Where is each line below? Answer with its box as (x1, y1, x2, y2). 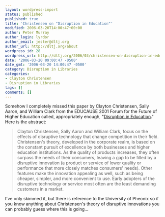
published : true (5, 16, 38, 21)
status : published (5, 12, 43, 17)
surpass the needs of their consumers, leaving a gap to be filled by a (17, 155, 156, 161)
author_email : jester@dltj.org (5, 39, 69, 44)
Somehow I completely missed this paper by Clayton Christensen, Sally (5, 103, 149, 109)
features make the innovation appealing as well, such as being (17, 171, 143, 177)
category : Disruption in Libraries (5, 67, 78, 72)
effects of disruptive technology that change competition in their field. (17, 134, 159, 140)
